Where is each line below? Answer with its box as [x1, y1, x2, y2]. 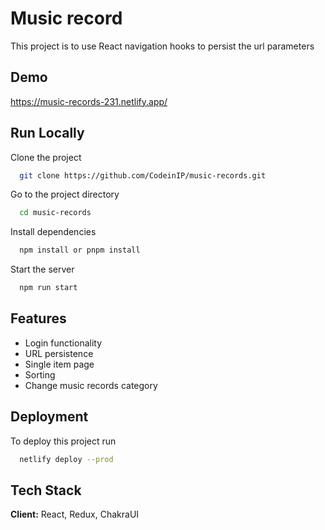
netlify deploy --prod [19, 454, 114, 464]
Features [10, 310, 67, 327]
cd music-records [19, 208, 92, 218]
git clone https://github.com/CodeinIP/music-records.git [19, 170, 267, 181]
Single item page [24, 358, 95, 370]
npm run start [19, 283, 78, 293]
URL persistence [24, 347, 94, 359]
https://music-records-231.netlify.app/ [10, 95, 168, 107]
